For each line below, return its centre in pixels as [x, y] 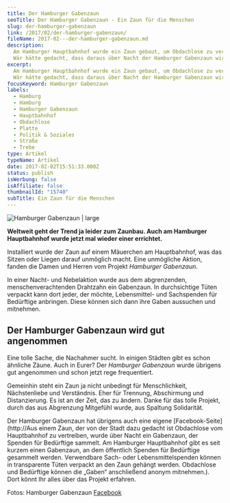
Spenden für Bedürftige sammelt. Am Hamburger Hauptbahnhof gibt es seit [114, 443]
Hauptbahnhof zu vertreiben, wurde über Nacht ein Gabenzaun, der [103, 435]
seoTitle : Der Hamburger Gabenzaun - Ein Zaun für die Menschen [101, 20]
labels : [18, 90]
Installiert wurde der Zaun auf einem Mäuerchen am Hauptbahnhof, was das [115, 252]
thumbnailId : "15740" [38, 192]
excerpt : [20, 65]
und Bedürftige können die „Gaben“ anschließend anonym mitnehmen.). [108, 471]
